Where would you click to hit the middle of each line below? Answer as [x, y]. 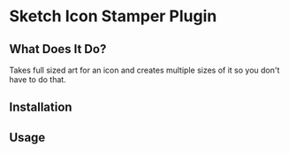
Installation [41, 107]
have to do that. [38, 80]
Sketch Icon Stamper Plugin [113, 16]
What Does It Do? [58, 49]
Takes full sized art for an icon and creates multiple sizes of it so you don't [144, 70]
